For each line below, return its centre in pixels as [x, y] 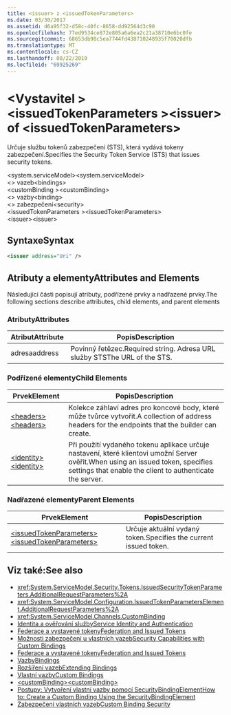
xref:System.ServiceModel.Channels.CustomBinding [91, 616]
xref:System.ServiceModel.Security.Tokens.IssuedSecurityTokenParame [120, 587]
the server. [86, 479]
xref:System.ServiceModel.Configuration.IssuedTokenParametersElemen [120, 601]
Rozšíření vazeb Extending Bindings [67, 668]
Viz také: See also [45, 571]
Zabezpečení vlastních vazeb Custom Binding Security [93, 704]
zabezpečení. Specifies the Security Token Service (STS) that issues [103, 154]
